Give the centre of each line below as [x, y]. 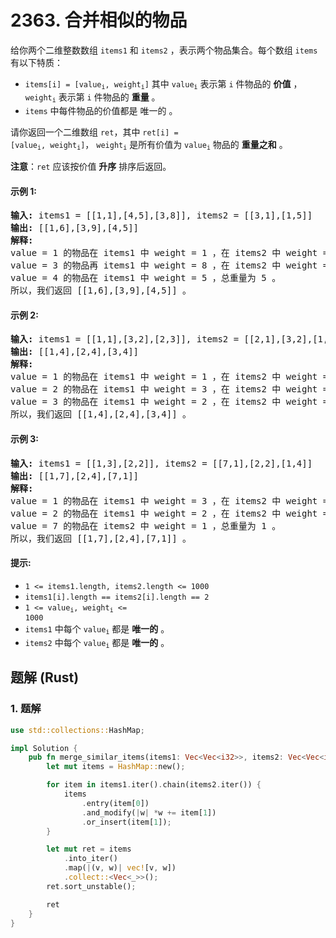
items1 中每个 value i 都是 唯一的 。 [97, 629]
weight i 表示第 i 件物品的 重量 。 [92, 98]
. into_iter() [90, 859]
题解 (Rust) [45, 677]
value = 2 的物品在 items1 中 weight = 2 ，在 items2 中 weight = [169, 513]
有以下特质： [36, 62]
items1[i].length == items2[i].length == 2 [117, 597]
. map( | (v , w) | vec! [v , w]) [120, 868]
